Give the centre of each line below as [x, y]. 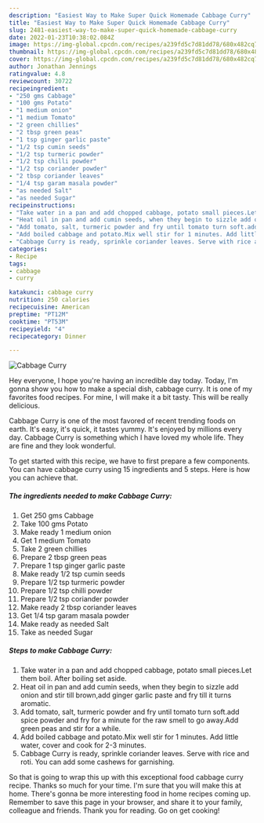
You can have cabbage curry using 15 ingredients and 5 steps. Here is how [130, 470]
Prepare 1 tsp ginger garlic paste [73, 565]
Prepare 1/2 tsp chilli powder [66, 591]
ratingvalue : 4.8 [37, 74]
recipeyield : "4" [37, 329]
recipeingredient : [39, 88]
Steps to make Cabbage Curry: [61, 650]
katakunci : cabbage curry [51, 293]
